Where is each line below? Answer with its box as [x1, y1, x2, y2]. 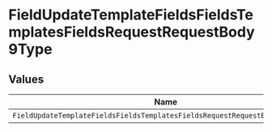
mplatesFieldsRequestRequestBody [8, 23, 255, 41]
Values [8, 72, 45, 86]
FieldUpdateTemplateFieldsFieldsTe [8, 6, 253, 24]
